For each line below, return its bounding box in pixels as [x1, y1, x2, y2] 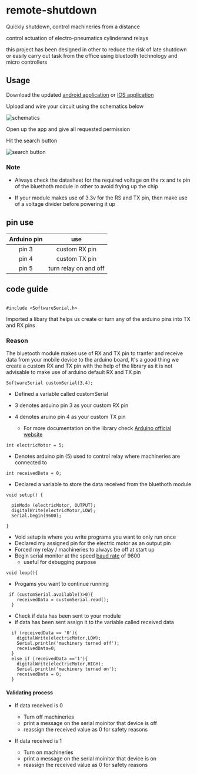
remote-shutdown [6, 4, 97, 17]
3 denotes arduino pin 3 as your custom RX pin [14, 402, 129, 409]
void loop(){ [6, 570, 38, 576]
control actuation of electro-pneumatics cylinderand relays [6, 34, 149, 41]
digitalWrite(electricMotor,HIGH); [16, 661, 104, 667]
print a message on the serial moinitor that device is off [23, 720, 158, 727]
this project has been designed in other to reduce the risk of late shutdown [6, 45, 187, 53]
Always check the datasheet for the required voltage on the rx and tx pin [14, 176, 191, 183]
